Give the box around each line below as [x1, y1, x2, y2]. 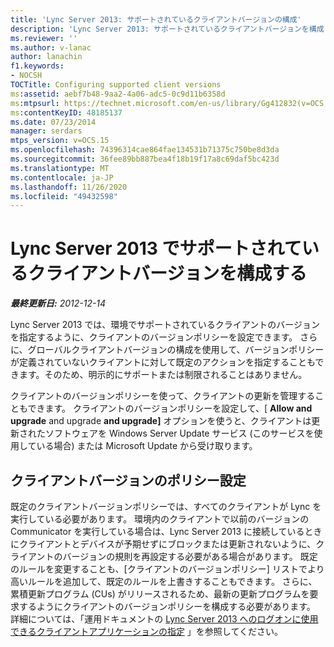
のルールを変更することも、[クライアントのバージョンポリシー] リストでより [10, 563, 325, 575]
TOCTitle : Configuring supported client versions [10, 80, 222, 90]
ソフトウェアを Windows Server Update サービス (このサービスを [44, 427, 315, 440]
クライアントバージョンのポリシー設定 [10, 472, 247, 489]
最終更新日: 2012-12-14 [10, 297, 107, 310]
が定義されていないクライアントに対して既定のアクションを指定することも [10, 356, 316, 368]
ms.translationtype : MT [10, 163, 110, 173]
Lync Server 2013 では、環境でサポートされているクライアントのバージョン [10, 319, 321, 331]
